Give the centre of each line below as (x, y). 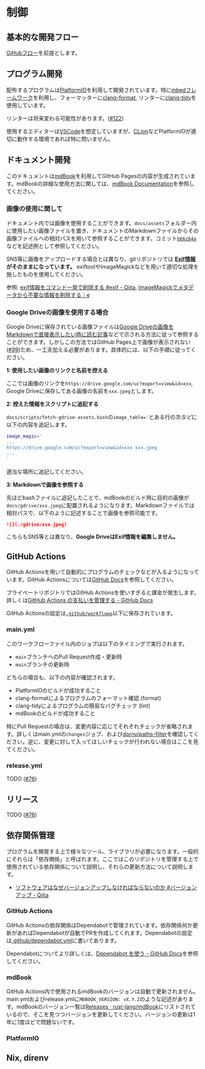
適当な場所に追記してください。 (47, 471)
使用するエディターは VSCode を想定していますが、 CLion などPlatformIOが (99, 131)
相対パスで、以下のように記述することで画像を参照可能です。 (84, 513)
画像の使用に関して (35, 209)
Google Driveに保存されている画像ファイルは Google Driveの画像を (90, 327)
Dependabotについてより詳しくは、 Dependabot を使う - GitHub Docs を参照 (102, 953)
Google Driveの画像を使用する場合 (58, 312)
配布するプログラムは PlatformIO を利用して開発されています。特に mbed (96, 90)
